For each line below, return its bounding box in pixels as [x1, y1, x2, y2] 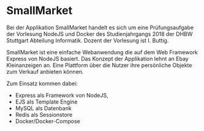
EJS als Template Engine [15, 98, 78, 105]
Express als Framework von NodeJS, [15, 91, 108, 99]
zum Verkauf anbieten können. [6, 68, 84, 75]
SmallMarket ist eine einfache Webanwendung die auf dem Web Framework [6, 48, 198, 55]
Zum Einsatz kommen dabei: [6, 80, 78, 87]
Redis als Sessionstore [15, 111, 73, 118]
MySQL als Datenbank [15, 104, 72, 112]
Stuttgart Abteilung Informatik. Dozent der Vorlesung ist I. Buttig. [6, 37, 169, 44]
